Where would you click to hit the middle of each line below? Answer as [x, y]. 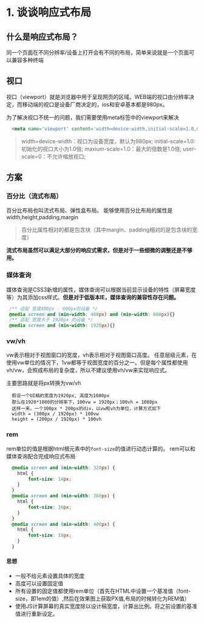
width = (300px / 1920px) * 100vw [55, 414]
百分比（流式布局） [34, 196]
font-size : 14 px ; [50, 479]
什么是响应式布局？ [42, 37]
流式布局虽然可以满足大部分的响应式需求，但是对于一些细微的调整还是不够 [99, 250]
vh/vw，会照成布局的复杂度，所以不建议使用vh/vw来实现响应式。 [88, 370]
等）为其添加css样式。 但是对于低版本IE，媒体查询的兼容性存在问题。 [93, 297]
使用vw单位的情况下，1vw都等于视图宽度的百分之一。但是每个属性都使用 [97, 363]
